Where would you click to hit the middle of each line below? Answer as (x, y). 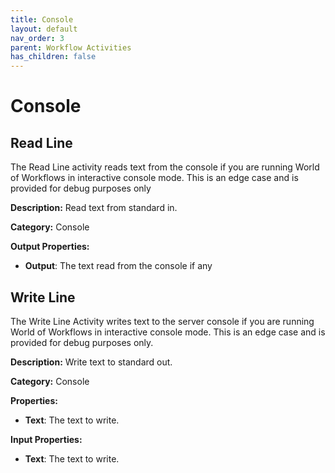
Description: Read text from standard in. (94, 208)
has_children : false (53, 57)
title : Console (42, 19)
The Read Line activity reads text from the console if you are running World (165, 167)
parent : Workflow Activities (71, 47)
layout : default (44, 29)
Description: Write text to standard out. (91, 362)
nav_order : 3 (37, 38)
